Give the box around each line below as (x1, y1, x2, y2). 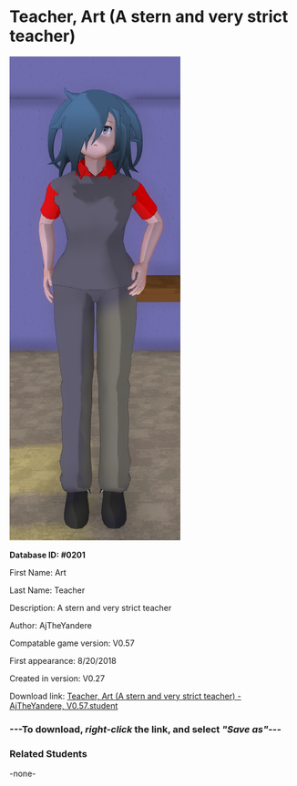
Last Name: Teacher (9, 585, 86, 596)
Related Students (9, 747, 88, 760)
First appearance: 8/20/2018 (9, 655, 117, 666)
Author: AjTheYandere (9, 619, 93, 630)
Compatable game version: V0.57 (9, 638, 135, 648)
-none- (9, 768, 36, 780)
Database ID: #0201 (9, 549, 86, 560)
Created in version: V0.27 (9, 672, 106, 684)
